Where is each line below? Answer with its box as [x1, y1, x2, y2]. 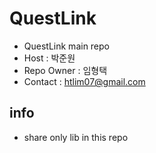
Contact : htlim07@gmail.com [23, 75, 146, 87]
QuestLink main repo [23, 40, 111, 52]
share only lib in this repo [23, 131, 129, 143]
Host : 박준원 [23, 52, 76, 64]
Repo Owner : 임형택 [23, 64, 108, 76]
